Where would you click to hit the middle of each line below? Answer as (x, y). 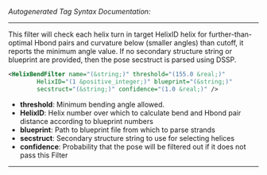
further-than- (230, 34)
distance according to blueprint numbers (86, 121)
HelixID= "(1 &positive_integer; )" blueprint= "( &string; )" (135, 82)
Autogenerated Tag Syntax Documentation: (79, 12)
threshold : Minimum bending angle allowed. (92, 104)
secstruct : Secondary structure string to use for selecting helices (127, 138)
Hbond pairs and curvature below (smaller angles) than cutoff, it (139, 43)
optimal (21, 43)
